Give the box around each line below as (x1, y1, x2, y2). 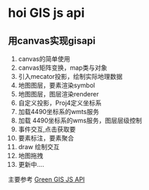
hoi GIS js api (8, 5, 85, 21)
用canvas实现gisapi (8, 34, 96, 46)
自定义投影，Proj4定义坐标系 (18, 99, 102, 107)
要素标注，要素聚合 (18, 134, 74, 142)
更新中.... (18, 160, 44, 168)
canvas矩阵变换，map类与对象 (18, 63, 108, 72)
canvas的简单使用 (18, 55, 70, 63)
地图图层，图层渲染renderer (18, 90, 99, 98)
